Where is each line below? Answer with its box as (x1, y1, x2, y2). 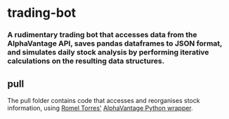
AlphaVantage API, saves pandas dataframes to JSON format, (7, 38, 223, 48)
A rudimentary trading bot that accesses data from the (7, 30, 198, 40)
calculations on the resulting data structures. (7, 56, 165, 66)
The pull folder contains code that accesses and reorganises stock (7, 96, 200, 104)
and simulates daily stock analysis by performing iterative (7, 48, 209, 57)
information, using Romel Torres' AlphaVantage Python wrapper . (7, 104, 193, 112)
